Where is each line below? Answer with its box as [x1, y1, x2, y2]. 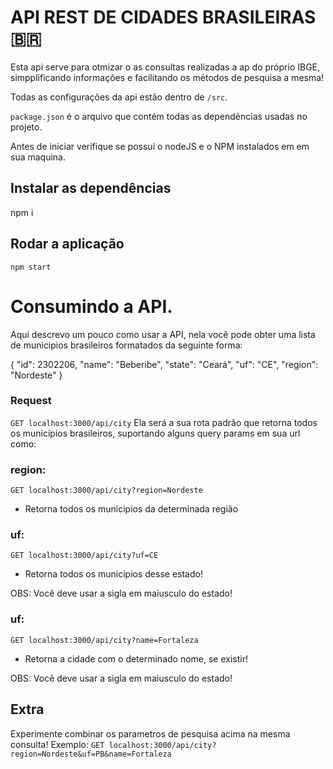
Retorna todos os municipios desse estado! [24, 568, 203, 580]
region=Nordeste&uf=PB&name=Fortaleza [10, 749, 172, 759]
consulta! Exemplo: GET [10, 738, 105, 750]
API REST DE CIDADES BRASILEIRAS [10, 6, 317, 29]
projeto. [10, 121, 43, 133]
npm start [10, 262, 52, 272]
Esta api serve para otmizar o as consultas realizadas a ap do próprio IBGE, [10, 61, 321, 73]
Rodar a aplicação [10, 236, 125, 253]
